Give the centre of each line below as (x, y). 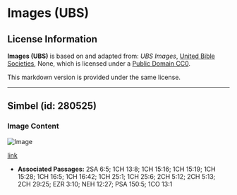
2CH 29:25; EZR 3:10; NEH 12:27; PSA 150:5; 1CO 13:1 (95, 184)
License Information (52, 39)
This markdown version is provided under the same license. (94, 77)
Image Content (34, 126)
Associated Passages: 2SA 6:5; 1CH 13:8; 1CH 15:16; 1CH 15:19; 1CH (117, 169)
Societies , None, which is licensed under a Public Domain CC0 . (99, 64)
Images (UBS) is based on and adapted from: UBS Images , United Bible (111, 56)
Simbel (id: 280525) (52, 106)
